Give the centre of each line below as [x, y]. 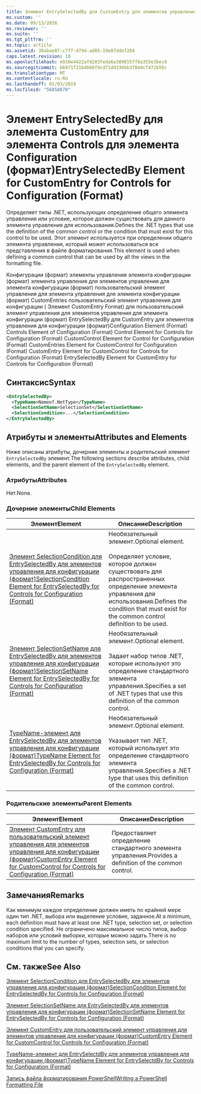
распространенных [137, 579]
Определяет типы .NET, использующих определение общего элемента [97, 212]
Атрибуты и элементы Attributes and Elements [97, 437]
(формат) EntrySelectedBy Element [96, 170]
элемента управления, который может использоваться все [82, 244]
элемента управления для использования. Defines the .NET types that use [100, 225]
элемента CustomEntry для [78, 132]
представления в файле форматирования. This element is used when [93, 250]
